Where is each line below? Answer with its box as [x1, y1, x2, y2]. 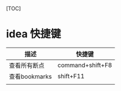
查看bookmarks [9, 72, 52, 80]
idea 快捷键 [6, 28, 62, 41]
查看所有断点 [9, 61, 45, 69]
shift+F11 [58, 72, 85, 80]
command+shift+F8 [58, 61, 113, 69]
